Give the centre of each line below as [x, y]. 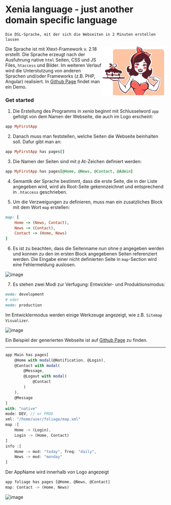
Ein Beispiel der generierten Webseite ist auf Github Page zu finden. [76, 340]
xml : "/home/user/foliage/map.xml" [43, 419]
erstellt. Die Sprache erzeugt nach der [45, 54]
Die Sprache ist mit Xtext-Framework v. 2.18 [51, 49]
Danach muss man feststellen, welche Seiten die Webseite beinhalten [85, 137]
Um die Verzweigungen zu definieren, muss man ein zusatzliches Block [88, 202]
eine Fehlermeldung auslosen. [44, 265]
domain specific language [61, 20]
